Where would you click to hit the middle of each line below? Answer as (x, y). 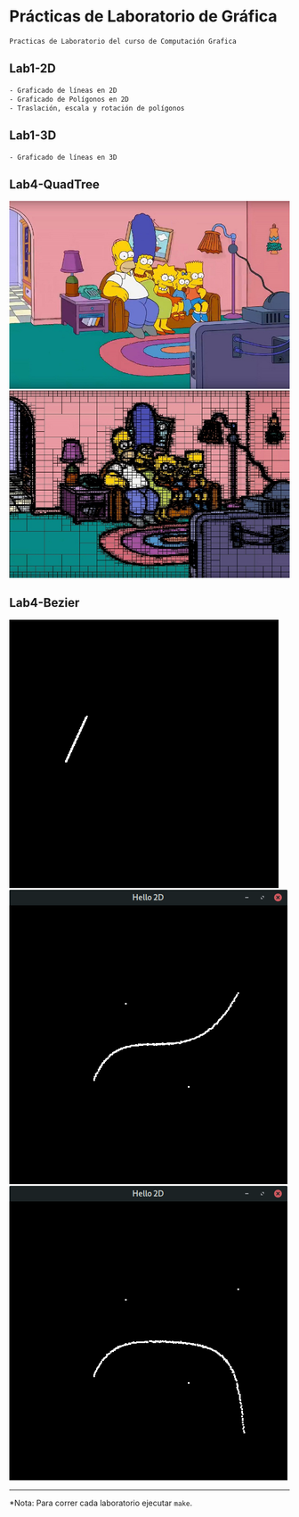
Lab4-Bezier (44, 603)
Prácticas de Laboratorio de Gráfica (143, 17)
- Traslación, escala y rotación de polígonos (97, 108)
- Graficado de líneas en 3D (63, 157)
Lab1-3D (33, 136)
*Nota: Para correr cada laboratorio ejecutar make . (101, 1503)
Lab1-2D (32, 69)
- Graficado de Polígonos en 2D (69, 99)
